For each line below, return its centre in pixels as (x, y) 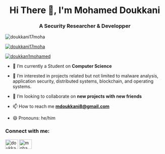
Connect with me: (27, 131)
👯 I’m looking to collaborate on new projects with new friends (77, 96)
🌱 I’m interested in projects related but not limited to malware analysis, (86, 76)
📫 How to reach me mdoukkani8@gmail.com (61, 106)
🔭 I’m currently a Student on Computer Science (62, 66)
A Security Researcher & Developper (85, 26)
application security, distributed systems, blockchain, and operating (83, 81)
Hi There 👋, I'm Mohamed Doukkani (85, 10)
